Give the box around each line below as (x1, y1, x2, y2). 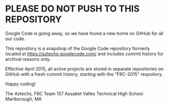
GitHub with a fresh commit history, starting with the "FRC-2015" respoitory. (5, 71, 163, 77)
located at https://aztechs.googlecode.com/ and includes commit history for (5, 51, 164, 57)
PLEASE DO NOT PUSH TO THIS (5, 3, 140, 15)
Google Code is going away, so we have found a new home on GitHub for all (5, 30, 164, 36)
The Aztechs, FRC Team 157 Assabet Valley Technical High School (5, 90, 143, 96)
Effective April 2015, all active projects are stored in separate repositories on (5, 66, 164, 72)
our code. (5, 36, 26, 42)
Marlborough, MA (5, 96, 42, 102)
